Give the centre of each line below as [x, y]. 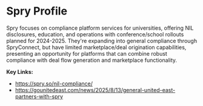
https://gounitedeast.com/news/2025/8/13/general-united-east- [95, 90]
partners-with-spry [39, 96]
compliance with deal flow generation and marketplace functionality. [92, 60]
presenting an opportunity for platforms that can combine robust [87, 53]
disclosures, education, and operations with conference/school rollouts [95, 34]
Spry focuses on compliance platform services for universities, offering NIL [100, 28]
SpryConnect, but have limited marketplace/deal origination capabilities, [96, 47]
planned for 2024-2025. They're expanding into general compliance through [102, 41]
